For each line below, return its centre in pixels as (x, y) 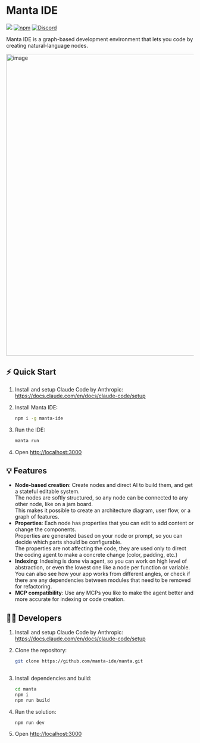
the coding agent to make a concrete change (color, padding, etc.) (96, 555)
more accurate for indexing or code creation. (70, 599)
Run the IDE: (30, 430)
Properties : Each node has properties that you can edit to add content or (104, 523)
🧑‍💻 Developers (34, 618)
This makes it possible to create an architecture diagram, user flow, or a (103, 510)
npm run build (32, 700)
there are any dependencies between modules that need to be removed (103, 580)
